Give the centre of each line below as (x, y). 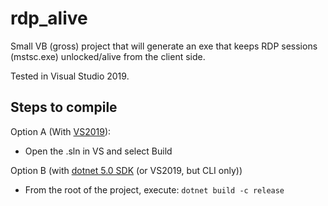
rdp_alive (49, 18)
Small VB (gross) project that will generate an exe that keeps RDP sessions (164, 46)
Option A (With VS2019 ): (61, 131)
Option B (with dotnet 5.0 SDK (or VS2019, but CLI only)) (126, 170)
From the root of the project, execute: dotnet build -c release (154, 189)
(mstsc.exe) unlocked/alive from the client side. (108, 56)
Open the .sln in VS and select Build (98, 151)
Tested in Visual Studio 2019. (70, 76)
